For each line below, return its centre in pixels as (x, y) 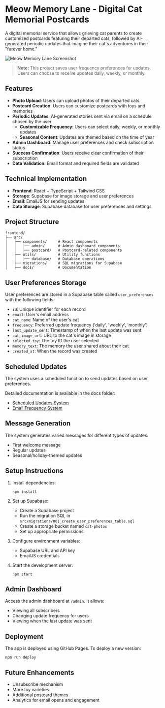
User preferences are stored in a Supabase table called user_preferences (79, 294)
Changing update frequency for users (50, 616)
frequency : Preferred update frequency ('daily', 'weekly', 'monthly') (80, 325)
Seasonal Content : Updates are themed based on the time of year (87, 137)
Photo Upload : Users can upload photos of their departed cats (76, 100)
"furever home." (21, 49)
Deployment (24, 636)
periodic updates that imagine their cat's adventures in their (88, 43)
